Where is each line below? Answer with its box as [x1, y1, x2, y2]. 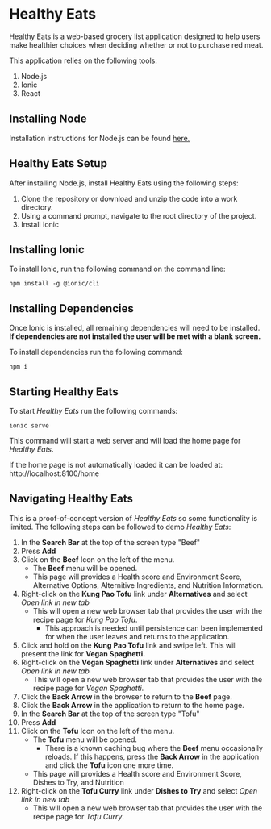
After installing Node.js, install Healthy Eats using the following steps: [9, 178, 239, 188]
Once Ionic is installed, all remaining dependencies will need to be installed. [9, 323, 261, 333]
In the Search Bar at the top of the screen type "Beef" [20, 537, 201, 547]
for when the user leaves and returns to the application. [44, 631, 230, 641]
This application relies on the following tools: [9, 56, 158, 65]
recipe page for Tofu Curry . [32, 811, 124, 821]
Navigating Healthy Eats [9, 492, 134, 506]
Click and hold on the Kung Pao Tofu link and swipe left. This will [20, 640, 237, 650]
